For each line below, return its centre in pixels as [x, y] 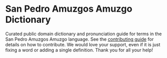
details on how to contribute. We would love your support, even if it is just [83, 44]
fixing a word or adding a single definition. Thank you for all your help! [79, 50]
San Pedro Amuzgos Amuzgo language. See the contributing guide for [79, 39]
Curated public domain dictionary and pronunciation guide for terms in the [84, 34]
